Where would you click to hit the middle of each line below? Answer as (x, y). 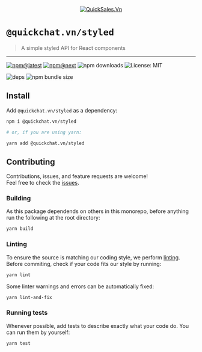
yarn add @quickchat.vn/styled (45, 143)
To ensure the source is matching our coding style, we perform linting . (93, 257)
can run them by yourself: (38, 332)
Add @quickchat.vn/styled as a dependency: (62, 110)
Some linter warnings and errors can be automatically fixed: (80, 286)
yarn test (19, 343)
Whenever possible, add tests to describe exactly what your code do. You (98, 326)
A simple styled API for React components (73, 48)
